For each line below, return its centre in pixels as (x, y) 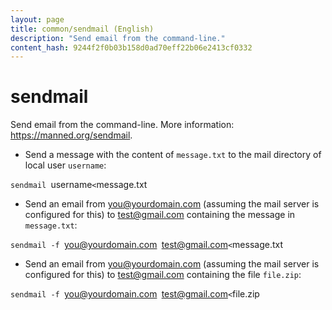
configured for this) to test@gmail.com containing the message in (160, 215)
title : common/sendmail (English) (82, 29)
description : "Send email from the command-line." (118, 38)
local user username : (65, 165)
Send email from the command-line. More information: (122, 125)
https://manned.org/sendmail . (71, 135)
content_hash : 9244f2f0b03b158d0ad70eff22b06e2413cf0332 (131, 47)
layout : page (37, 19)
